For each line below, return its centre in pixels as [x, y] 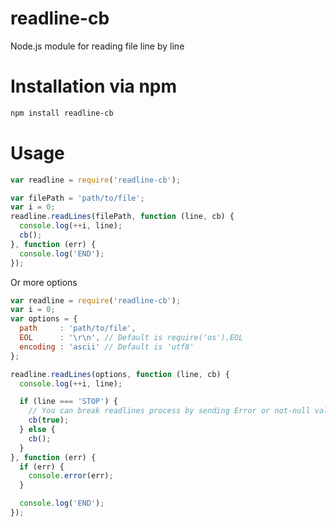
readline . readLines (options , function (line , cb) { [120, 374]
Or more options [44, 282]
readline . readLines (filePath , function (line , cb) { [122, 217]
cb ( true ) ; [49, 420]
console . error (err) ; [71, 476]
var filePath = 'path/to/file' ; [77, 198]
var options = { [44, 319]
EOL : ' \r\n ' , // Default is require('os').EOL [131, 338]
